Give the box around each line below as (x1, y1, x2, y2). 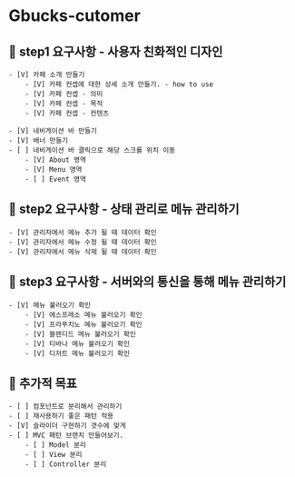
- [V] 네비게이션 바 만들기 (8, 126, 97, 135)
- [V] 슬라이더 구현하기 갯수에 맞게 (8, 422, 126, 431)
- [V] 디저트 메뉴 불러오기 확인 (25, 349, 131, 358)
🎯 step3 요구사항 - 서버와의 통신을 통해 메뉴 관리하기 (8, 274, 287, 290)
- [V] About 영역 (25, 155, 87, 164)
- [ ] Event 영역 (25, 174, 87, 184)
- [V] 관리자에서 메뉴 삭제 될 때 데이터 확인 (8, 247, 157, 256)
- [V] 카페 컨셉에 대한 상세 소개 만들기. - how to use (25, 80, 214, 89)
